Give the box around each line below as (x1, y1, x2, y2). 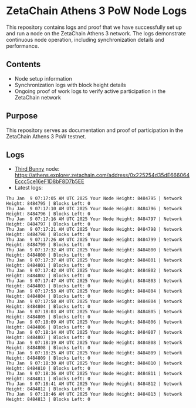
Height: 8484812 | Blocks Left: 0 (6, 386, 91, 392)
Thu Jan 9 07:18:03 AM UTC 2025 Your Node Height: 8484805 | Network (6, 309, 183, 315)
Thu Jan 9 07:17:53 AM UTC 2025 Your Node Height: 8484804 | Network (6, 288, 183, 294)
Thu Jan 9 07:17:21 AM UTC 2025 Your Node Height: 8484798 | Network (6, 227, 183, 233)
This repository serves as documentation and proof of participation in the (6, 127, 184, 134)
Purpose (6, 111, 38, 121)
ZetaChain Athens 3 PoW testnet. (6, 132, 86, 140)
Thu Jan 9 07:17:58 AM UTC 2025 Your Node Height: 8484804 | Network (6, 298, 183, 304)
